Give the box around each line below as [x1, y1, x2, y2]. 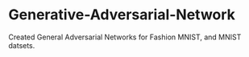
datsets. [8, 40, 35, 50]
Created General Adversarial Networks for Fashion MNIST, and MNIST [8, 32, 242, 42]
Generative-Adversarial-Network [8, 6, 236, 24]
